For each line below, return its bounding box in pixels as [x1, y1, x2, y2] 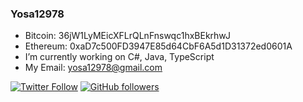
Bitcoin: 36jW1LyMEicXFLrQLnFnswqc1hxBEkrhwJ [24, 30, 231, 42]
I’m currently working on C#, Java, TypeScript [24, 51, 215, 63]
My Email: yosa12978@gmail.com [24, 62, 163, 74]
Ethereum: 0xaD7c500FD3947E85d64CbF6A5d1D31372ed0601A [24, 40, 293, 52]
